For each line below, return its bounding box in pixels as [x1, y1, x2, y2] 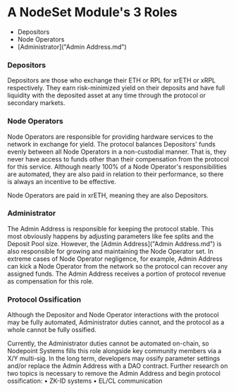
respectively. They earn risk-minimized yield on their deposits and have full [7, 84, 225, 92]
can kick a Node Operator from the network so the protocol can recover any [7, 262, 228, 270]
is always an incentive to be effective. [7, 177, 117, 185]
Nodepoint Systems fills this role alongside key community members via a [7, 347, 222, 355]
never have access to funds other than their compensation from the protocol [7, 154, 229, 163]
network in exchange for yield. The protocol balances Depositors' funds [7, 140, 216, 148]
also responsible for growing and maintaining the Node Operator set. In [7, 247, 213, 255]
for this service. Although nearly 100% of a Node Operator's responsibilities [7, 162, 228, 171]
